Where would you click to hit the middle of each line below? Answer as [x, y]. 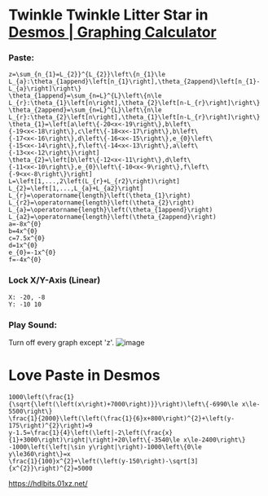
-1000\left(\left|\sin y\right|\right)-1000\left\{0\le [105, 447]
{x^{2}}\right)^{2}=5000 [51, 469]
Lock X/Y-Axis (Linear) [55, 280]
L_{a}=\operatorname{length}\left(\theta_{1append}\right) [111, 210]
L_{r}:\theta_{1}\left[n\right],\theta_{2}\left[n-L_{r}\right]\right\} [134, 103]
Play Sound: [33, 325]
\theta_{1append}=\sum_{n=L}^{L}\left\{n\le [85, 96]
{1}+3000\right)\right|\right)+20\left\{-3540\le [94, 440]
